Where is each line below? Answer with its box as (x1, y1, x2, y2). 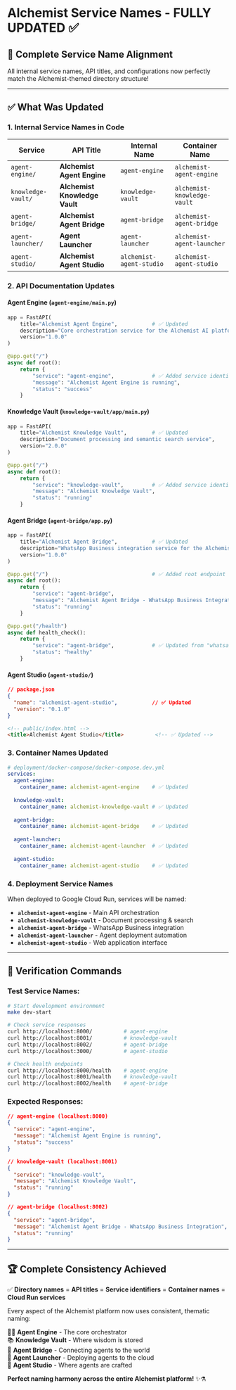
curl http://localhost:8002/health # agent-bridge (7, 1080, 169, 1088)
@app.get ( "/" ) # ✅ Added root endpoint (7, 570, 226, 578)
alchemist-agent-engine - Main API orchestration (17, 908, 159, 917)
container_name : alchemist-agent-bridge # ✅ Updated (20, 823, 188, 830)
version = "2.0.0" (20, 442, 68, 449)
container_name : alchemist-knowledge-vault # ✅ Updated (20, 803, 188, 810)
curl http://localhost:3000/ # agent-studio (7, 1047, 169, 1054)
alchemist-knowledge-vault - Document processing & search (17, 916, 195, 924)
